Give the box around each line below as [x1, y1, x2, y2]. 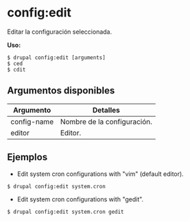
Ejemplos [7, 151, 48, 163]
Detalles [92, 105, 120, 115]
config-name [10, 117, 54, 126]
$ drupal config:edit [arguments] [7, 54, 106, 61]
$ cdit [7, 66, 26, 73]
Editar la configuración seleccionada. [7, 27, 112, 36]
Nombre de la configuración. [60, 117, 152, 126]
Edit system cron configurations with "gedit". [16, 195, 144, 203]
